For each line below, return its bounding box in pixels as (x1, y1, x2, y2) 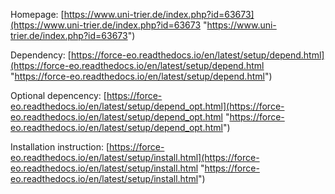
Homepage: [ (10, 9, 65, 20)
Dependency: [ (10, 49, 72, 61)
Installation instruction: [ (10, 141, 110, 153)
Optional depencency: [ (10, 90, 107, 101)
